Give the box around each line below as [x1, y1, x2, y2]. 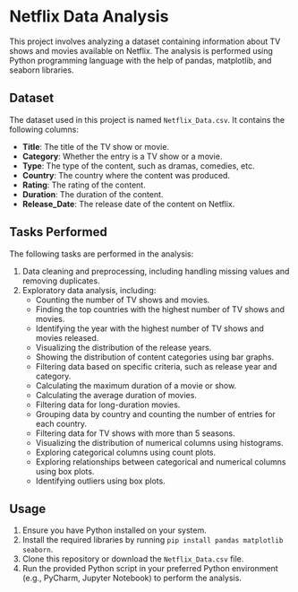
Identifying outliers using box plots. [35, 475, 166, 486]
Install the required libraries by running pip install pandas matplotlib [21, 535, 284, 545]
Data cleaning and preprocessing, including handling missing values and [21, 266, 290, 276]
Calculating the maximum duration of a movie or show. [35, 379, 237, 391]
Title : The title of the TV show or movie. [21, 141, 170, 152]
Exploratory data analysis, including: [21, 284, 157, 295]
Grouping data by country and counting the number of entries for [35, 408, 276, 419]
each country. [35, 418, 88, 429]
